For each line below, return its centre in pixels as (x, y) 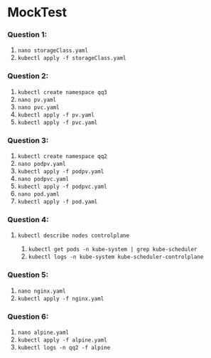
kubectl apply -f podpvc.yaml (63, 187)
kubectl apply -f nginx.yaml (61, 299)
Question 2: (28, 76)
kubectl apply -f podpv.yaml (61, 172)
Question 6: (28, 316)
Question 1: (27, 35)
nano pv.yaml (37, 100)
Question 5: (28, 275)
